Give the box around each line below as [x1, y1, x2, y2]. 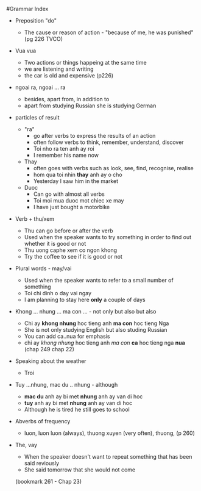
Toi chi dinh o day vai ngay [24, 290, 92, 296]
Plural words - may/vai [15, 265, 72, 272]
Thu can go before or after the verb [24, 227, 114, 234]
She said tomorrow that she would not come [24, 466, 136, 473]
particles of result [15, 114, 60, 121]
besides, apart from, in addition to [24, 96, 110, 102]
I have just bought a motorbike [33, 204, 110, 210]
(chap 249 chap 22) [24, 346, 75, 353]
